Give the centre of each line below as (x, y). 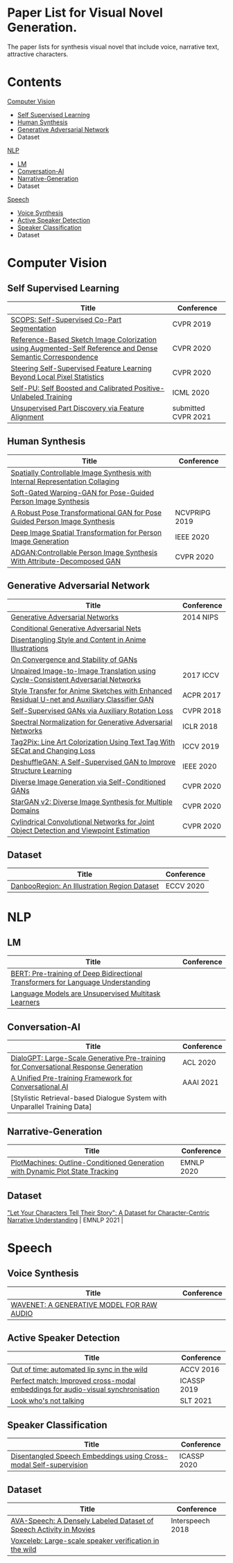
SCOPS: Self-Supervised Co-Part (66, 319)
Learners (25, 1002)
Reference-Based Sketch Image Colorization (84, 339)
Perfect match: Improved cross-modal (73, 1381)
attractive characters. (38, 54)
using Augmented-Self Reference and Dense (84, 348)
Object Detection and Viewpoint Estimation (80, 830)
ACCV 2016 (200, 1369)
